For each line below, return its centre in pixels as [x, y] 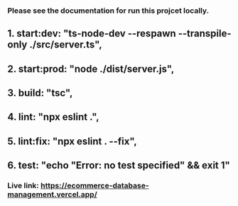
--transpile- [205, 34]
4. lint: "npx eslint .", [53, 117]
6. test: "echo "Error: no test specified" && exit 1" [119, 166]
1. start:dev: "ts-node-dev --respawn [92, 34]
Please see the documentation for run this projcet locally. [108, 11]
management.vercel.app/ [52, 195]
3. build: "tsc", [40, 93]
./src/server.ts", [66, 45]
